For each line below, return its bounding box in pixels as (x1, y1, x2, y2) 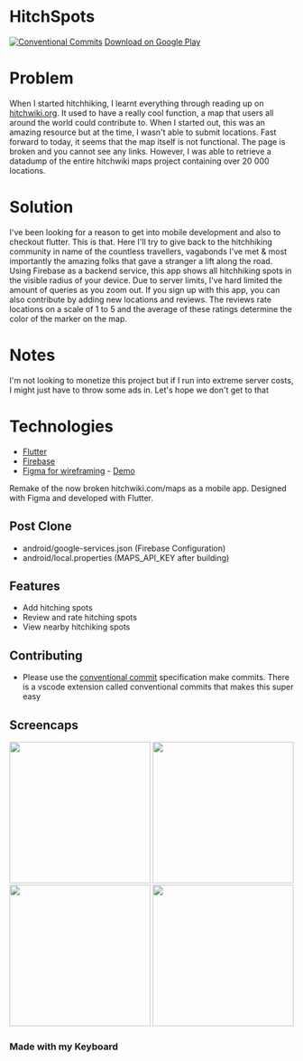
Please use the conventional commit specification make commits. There (22, 672, 290, 683)
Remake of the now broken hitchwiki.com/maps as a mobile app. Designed (9, 482, 287, 494)
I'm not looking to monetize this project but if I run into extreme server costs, (9, 374, 294, 385)
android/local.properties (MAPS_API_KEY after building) (22, 552, 230, 563)
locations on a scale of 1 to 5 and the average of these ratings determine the (9, 303, 293, 314)
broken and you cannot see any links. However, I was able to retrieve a (9, 146, 272, 156)
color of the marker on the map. (9, 313, 128, 324)
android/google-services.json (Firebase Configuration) (22, 543, 226, 554)
